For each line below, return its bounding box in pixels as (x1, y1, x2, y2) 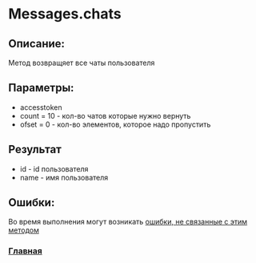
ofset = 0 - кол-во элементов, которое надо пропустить (19, 119, 211, 129)
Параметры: (8, 81, 74, 95)
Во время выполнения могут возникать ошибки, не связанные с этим (8, 217, 248, 227)
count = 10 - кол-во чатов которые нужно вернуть (19, 111, 191, 120)
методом (8, 225, 40, 235)
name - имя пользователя (19, 172, 109, 182)
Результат (8, 143, 62, 156)
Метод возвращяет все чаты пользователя (8, 58, 155, 67)
